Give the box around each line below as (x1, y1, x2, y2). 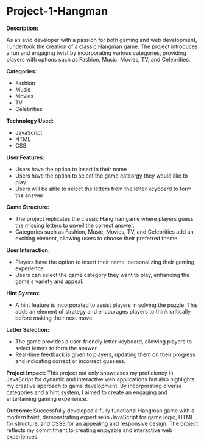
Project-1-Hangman (6, 4, 108, 18)
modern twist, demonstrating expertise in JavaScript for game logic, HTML (6, 413, 194, 420)
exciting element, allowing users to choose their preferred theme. (15, 234, 180, 242)
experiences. (6, 433, 40, 440)
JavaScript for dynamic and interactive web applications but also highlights (6, 375, 195, 383)
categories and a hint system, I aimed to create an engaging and (6, 389, 168, 396)
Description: (6, 24, 38, 32)
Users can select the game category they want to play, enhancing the (15, 271, 190, 278)
